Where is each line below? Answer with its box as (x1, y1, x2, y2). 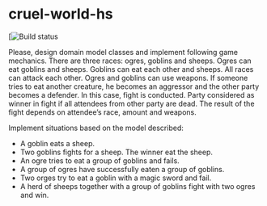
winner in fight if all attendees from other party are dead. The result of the (8, 99, 255, 108)
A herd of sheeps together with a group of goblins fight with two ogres (19, 181, 256, 191)
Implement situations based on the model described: (8, 123, 184, 132)
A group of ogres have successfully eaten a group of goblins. (19, 164, 225, 174)
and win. (19, 190, 49, 200)
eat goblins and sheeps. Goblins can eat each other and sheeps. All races (8, 64, 254, 74)
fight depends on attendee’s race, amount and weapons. (8, 107, 197, 117)
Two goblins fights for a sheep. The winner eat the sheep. (19, 147, 213, 157)
